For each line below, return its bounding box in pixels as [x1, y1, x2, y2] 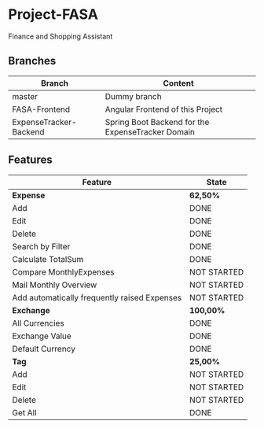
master [12, 90, 38, 101]
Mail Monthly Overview [12, 279, 97, 290]
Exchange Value [12, 330, 72, 341]
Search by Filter [12, 241, 71, 252]
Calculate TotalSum [12, 253, 84, 264]
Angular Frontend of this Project [104, 104, 223, 115]
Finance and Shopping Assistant [8, 31, 113, 41]
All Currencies [12, 317, 64, 328]
